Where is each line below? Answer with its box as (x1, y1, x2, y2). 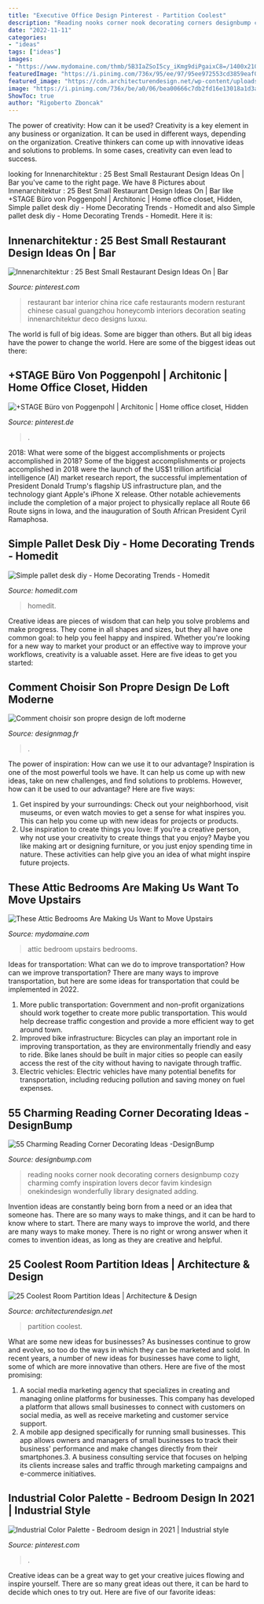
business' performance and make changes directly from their (19, 1444, 218, 1453)
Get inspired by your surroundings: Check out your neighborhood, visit (19, 799, 249, 809)
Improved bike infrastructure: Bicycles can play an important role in (19, 1033, 237, 1043)
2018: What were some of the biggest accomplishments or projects (8, 447, 225, 457)
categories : (8, 33, 47, 42)
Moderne (8, 692, 54, 706)
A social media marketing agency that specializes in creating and (19, 1385, 230, 1395)
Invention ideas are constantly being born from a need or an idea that (8, 1202, 233, 1211)
